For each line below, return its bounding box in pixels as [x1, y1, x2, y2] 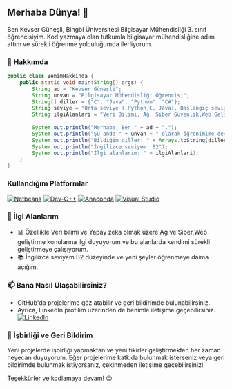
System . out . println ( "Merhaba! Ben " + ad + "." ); [32, 124, 177, 131]
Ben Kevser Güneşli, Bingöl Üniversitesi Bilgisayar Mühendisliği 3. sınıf [7, 25, 207, 33]
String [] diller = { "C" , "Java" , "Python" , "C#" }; [32, 98, 181, 106]
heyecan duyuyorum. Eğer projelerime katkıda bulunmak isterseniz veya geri [7, 353, 225, 362]
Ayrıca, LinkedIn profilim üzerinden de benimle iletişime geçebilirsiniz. [17, 306, 216, 315]
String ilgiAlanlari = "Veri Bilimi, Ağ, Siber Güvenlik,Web [32, 111, 212, 118]
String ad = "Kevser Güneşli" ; [32, 86, 122, 92]
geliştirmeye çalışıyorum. [17, 245, 88, 253]
